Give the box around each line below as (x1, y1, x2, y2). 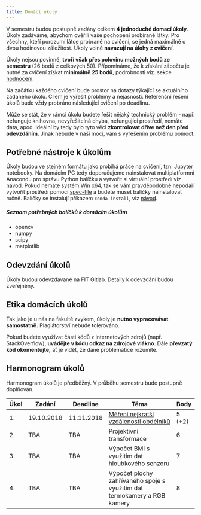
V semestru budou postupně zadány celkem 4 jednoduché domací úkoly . (6, 25, 188, 32)
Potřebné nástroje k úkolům (6, 147, 111, 157)
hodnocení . (6, 75, 34, 82)
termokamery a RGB (108, 491, 166, 499)
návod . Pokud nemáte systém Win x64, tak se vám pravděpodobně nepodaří (6, 182, 195, 189)
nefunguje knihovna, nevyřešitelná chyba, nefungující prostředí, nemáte (6, 117, 184, 124)
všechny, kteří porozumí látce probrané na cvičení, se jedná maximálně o (6, 38, 186, 45)
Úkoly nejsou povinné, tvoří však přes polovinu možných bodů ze (6, 56, 170, 63)
